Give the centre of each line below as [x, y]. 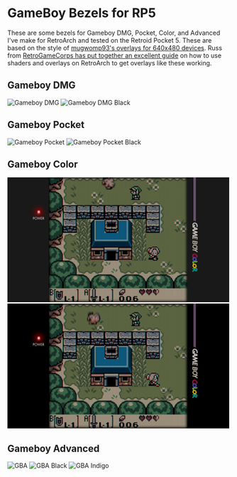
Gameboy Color [43, 164]
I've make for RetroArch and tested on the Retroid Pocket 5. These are [110, 40]
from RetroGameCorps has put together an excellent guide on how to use [115, 55]
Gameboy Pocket [46, 125]
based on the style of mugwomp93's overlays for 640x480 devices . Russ [115, 48]
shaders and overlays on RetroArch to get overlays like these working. [110, 63]
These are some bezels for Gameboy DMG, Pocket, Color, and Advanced [114, 33]
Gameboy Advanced [54, 448]
